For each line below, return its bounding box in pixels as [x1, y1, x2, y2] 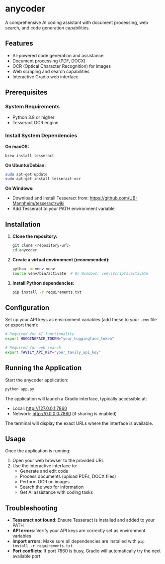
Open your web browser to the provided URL [12, 457, 104, 464]
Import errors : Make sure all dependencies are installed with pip [12, 538, 145, 544]
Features [5, 39, 33, 48]
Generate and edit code [19, 468, 69, 474]
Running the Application [5, 364, 82, 372]
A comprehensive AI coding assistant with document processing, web [5, 19, 148, 25]
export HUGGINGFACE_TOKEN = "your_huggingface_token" [5, 336, 114, 342]
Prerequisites [5, 88, 48, 97]
